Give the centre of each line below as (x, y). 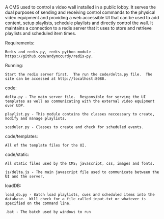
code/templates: (22, 136)
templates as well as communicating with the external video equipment (80, 101)
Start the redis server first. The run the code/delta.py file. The (79, 74)
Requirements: (20, 43)
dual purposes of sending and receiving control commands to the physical (80, 12)
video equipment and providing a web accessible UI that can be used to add (82, 18)
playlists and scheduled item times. (41, 33)
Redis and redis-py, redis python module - (50, 52)
